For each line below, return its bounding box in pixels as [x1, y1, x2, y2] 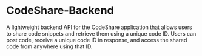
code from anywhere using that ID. [6, 43, 93, 50]
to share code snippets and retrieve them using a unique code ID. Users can [6, 30, 197, 37]
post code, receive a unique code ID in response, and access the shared [6, 36, 187, 43]
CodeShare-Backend [6, 4, 114, 17]
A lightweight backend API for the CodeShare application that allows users [6, 23, 192, 31]
